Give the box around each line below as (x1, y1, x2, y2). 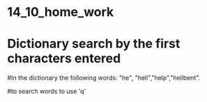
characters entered (7, 51, 121, 67)
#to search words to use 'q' (7, 87, 86, 96)
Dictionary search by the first (7, 36, 181, 52)
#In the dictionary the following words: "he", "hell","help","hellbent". (7, 74, 201, 82)
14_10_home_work (7, 4, 114, 20)
